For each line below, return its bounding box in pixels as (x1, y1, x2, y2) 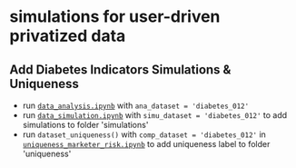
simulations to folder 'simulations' (22, 120, 149, 130)
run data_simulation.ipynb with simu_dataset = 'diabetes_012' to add (22, 110, 288, 120)
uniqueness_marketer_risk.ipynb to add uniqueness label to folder (22, 139, 271, 149)
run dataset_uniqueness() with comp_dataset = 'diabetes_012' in (22, 129, 266, 140)
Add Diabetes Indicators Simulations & (9, 62, 232, 77)
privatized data (9, 25, 126, 46)
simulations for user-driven (9, 6, 221, 27)
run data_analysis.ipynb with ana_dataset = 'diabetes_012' (22, 100, 250, 111)
